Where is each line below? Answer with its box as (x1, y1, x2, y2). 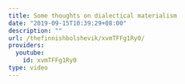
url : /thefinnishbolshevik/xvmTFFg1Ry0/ (8, 34, 146, 42)
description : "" (8, 26, 62, 34)
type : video (8, 64, 48, 72)
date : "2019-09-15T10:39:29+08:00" (8, 19, 127, 27)
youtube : (15, 49, 45, 57)
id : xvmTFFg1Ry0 (22, 57, 78, 65)
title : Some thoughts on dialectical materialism (8, 11, 178, 20)
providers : (8, 42, 45, 50)
